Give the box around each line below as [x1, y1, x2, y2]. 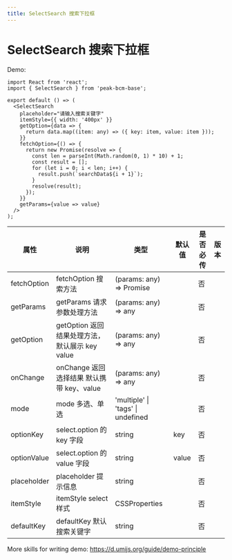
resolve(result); [32, 182, 81, 190]
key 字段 [56, 435, 84, 445]
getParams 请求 [56, 297, 107, 307]
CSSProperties [115, 499, 163, 508]
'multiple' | [115, 395, 150, 405]
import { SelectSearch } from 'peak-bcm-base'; [7, 84, 147, 92]
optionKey [10, 429, 43, 439]
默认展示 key [56, 341, 97, 351]
